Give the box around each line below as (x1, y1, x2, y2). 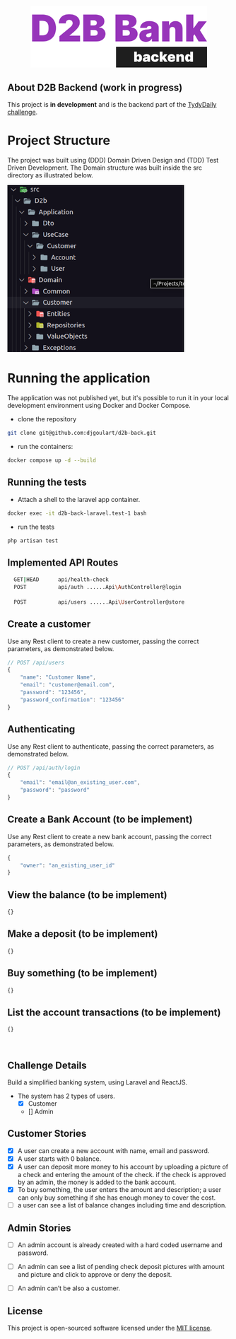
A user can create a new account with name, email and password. (17, 1146, 210, 1154)
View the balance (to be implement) (7, 889, 167, 901)
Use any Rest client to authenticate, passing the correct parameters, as (7, 742, 214, 751)
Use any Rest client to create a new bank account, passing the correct (7, 832, 212, 841)
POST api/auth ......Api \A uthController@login (13, 584, 182, 591)
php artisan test (7, 537, 59, 544)
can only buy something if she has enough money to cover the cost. (17, 1193, 216, 1202)
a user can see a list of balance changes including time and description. (17, 1201, 228, 1210)
